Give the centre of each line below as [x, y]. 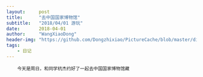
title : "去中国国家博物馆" [43, 17]
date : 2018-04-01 [36, 29]
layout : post [28, 12]
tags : [13, 46]
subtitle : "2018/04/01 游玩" [45, 23]
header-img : [21, 40]
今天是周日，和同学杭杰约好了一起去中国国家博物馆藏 [73, 69]
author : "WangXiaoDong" [42, 34]
